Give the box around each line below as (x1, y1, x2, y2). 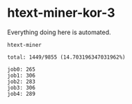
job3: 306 (7, 84, 36, 91)
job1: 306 (7, 72, 36, 79)
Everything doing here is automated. (7, 28, 111, 36)
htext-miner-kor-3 (7, 5, 115, 21)
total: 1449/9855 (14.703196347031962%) (7, 54, 126, 61)
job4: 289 (7, 90, 36, 97)
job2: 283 (7, 78, 36, 85)
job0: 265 (7, 66, 36, 73)
